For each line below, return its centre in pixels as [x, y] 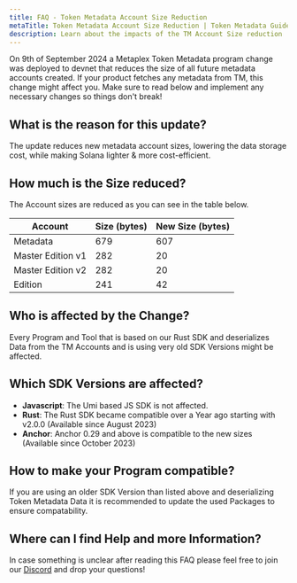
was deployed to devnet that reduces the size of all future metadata [133, 68]
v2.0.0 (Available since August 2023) [89, 424]
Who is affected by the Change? [99, 316]
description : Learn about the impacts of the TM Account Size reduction [146, 34]
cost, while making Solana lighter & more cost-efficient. [110, 155]
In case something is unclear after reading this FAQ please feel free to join [144, 560]
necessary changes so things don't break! [86, 97]
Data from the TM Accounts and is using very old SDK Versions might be [141, 346]
